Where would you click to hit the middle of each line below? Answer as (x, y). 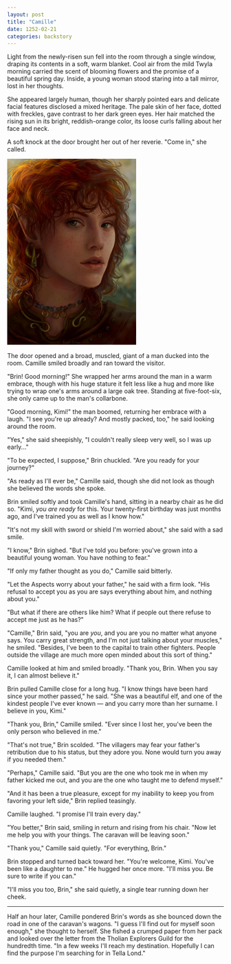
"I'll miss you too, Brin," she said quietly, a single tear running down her (108, 889)
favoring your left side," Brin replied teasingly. (71, 800)
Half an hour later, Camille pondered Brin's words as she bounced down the (114, 916)
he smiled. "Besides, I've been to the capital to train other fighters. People (112, 647)
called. (16, 149)
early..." (18, 447)
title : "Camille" (32, 22)
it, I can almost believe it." (44, 675)
